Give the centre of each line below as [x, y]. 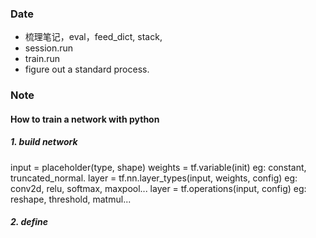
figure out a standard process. [87, 69]
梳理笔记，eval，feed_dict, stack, [93, 37]
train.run [42, 59]
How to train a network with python [85, 119]
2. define [29, 222]
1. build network [44, 142]
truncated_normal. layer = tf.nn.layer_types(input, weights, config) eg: [154, 178]
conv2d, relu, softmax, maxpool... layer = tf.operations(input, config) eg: [158, 188]
